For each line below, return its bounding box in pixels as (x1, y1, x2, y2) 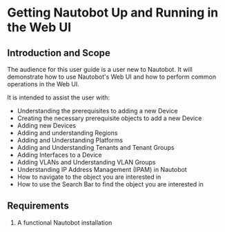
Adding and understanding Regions (17, 129, 118, 137)
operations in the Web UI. (7, 80, 79, 88)
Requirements (7, 200, 69, 212)
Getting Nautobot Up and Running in (7, 5, 219, 21)
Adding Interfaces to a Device (17, 151, 102, 159)
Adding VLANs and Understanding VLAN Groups (17, 158, 156, 166)
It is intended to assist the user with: (7, 93, 110, 101)
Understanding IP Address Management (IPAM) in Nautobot (17, 166, 188, 173)
